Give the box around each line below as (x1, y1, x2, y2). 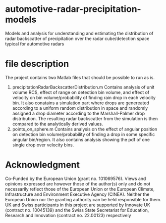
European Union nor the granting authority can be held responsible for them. (5, 196, 162, 202)
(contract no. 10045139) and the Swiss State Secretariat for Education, (5, 207, 149, 213)
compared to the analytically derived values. (12, 121, 103, 127)
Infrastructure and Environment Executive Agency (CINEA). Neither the (5, 191, 150, 197)
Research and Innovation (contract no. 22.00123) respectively (5, 212, 131, 218)
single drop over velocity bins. (12, 142, 74, 148)
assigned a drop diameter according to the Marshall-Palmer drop (12, 110, 145, 116)
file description (5, 58, 69, 70)
